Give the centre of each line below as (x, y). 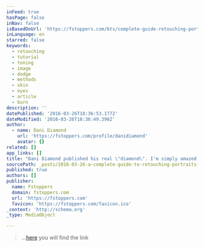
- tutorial (25, 57)
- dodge (22, 74)
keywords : (19, 46)
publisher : (20, 181)
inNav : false (23, 23)
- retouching (28, 52)
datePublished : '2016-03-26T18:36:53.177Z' (62, 113)
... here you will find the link (55, 238)
